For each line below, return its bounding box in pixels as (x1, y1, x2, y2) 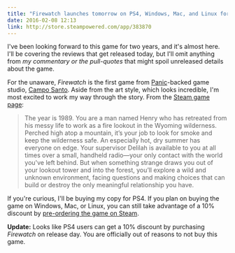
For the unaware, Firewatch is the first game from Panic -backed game (7, 78, 210, 87)
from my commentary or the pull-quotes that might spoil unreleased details (7, 57, 224, 66)
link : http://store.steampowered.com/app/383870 (7, 23, 152, 30)
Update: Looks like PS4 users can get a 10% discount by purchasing (7, 223, 205, 231)
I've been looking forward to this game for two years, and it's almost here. (7, 43, 220, 51)
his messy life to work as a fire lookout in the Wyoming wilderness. (24, 122, 217, 130)
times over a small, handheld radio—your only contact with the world (24, 151, 223, 159)
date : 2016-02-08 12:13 (7, 17, 77, 24)
